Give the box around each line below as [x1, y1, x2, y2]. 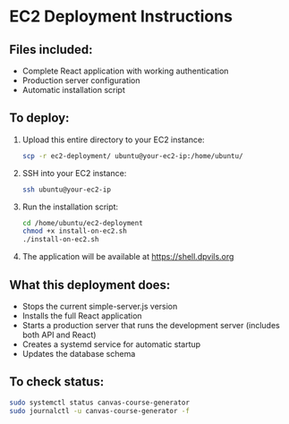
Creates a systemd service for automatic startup [21, 339, 201, 350]
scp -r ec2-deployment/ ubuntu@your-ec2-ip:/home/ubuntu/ [21, 151, 243, 160]
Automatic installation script [21, 85, 125, 95]
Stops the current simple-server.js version [21, 301, 178, 311]
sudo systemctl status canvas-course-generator [9, 398, 191, 407]
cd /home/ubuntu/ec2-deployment [21, 218, 143, 227]
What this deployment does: [9, 277, 171, 293]
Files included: [9, 42, 93, 57]
